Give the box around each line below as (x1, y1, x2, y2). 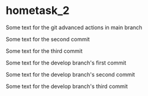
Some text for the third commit (6, 47, 83, 55)
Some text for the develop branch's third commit (6, 83, 128, 90)
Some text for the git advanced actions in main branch (6, 24, 142, 31)
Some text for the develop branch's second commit (6, 70, 135, 78)
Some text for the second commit (6, 35, 90, 43)
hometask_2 (6, 4, 70, 18)
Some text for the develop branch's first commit (6, 59, 127, 66)
